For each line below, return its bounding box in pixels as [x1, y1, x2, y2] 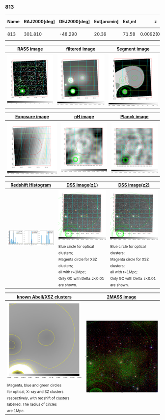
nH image [74, 114, 94, 120]
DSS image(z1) [66, 182, 98, 188]
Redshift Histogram [10, 182, 52, 188]
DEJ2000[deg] [58, 19, 90, 25]
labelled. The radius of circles [7, 402, 57, 407]
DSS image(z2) [118, 182, 150, 188]
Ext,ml [122, 19, 137, 25]
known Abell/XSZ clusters [17, 294, 72, 300]
